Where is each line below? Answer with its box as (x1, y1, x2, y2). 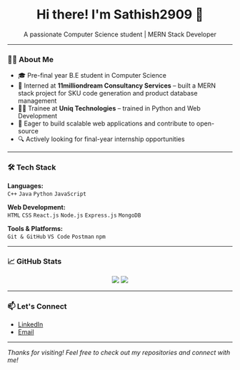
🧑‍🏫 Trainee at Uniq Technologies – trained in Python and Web (17, 104, 201, 113)
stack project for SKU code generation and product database (17, 89, 198, 98)
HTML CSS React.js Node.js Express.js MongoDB (7, 212, 141, 219)
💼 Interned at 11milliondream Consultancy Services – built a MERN (17, 81, 216, 90)
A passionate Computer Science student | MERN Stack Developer (24, 30, 216, 38)
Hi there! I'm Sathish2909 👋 (36, 6, 204, 23)
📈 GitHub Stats (7, 257, 62, 267)
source (17, 127, 39, 135)
